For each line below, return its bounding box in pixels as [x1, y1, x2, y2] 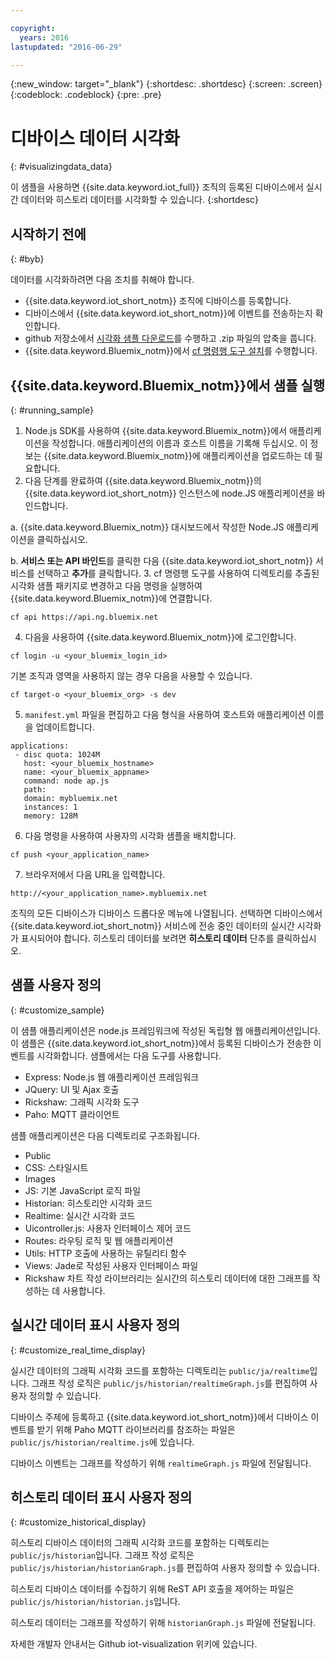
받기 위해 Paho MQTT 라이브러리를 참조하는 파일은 [36, 1423, 236, 1435]
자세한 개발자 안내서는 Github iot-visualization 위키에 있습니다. [10, 1638, 258, 1650]
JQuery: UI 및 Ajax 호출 [24, 1083, 120, 1095]
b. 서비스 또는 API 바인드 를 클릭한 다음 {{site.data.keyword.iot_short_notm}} [10, 554, 313, 566]
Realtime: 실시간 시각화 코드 [24, 1209, 136, 1221]
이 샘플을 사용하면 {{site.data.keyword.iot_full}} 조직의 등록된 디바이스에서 [10, 181, 304, 193]
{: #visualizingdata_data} [10, 161, 113, 173]
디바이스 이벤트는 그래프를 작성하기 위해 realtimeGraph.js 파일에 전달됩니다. [10, 1457, 312, 1469]
